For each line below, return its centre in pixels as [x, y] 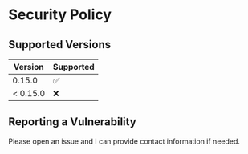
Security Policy [60, 15]
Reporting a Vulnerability [72, 122]
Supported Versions [59, 45]
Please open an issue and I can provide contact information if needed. [124, 141]
